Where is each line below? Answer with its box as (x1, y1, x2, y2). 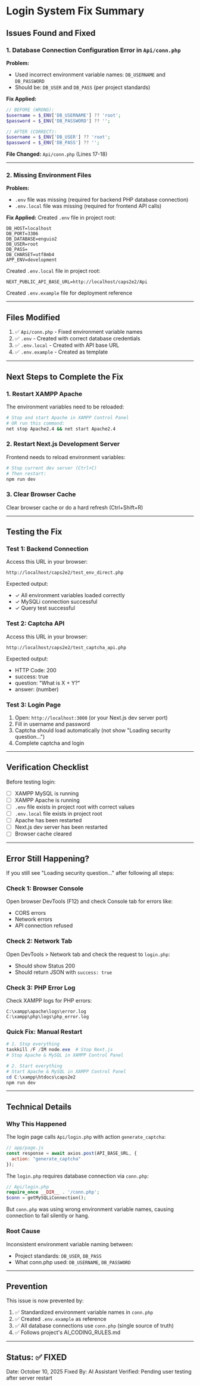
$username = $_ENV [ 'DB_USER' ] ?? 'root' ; (6, 134, 111, 140)
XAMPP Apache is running (14, 796, 80, 804)
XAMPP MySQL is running (14, 789, 79, 797)
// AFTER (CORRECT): (6, 128, 58, 135)
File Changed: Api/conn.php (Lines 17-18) (6, 150, 108, 158)
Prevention (6, 1281, 48, 1291)
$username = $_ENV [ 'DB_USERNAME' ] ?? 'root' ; (6, 112, 121, 118)
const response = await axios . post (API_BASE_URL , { (6, 1150, 137, 1156)
